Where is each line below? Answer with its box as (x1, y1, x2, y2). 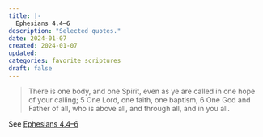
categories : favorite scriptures (8, 57, 121, 65)
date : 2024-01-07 (8, 34, 67, 43)
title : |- (8, 11, 42, 20)
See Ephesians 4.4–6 (8, 118, 79, 129)
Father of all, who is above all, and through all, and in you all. (28, 103, 231, 113)
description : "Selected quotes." (8, 27, 121, 35)
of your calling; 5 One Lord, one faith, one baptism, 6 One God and (28, 94, 251, 105)
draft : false (8, 64, 53, 73)
